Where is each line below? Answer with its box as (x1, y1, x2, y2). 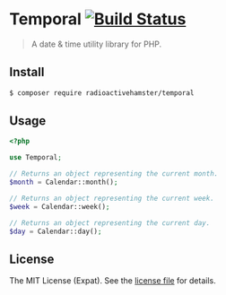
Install (9, 65, 45, 80)
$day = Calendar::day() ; (9, 227, 102, 236)
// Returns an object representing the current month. (9, 169, 219, 178)
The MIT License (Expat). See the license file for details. (9, 275, 217, 286)
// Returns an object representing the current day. (9, 218, 211, 228)
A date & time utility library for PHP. (30, 39, 162, 49)
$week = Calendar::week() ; (9, 202, 110, 211)
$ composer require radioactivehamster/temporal (9, 88, 195, 98)
